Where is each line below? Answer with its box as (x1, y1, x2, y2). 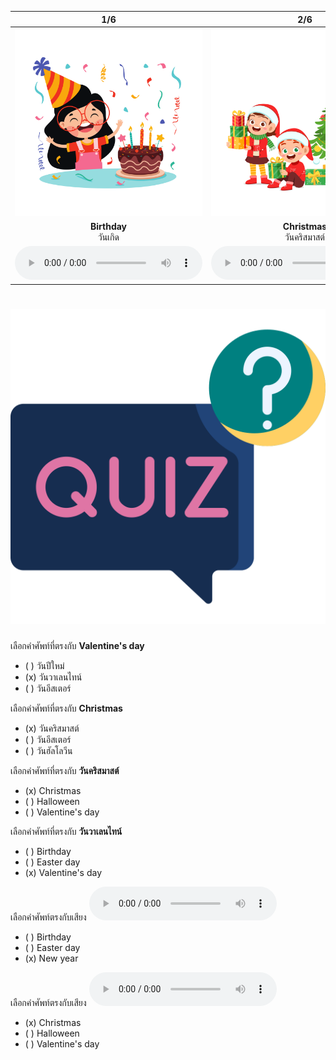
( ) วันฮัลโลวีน (24, 744, 73, 756)
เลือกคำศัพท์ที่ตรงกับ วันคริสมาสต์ (10, 764, 120, 776)
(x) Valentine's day (24, 866, 103, 878)
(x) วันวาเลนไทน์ (24, 671, 83, 683)
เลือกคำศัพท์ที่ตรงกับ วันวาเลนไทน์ (10, 825, 123, 837)
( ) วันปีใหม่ (24, 659, 65, 671)
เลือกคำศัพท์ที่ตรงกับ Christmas (10, 702, 123, 714)
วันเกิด (97, 231, 120, 243)
